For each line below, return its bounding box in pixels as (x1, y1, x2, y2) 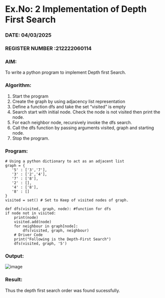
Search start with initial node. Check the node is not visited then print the (12, 109, 161, 115)
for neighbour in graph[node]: (14, 224, 78, 229)
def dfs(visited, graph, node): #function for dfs (5, 206, 111, 211)
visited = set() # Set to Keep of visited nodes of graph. (5, 198, 129, 202)
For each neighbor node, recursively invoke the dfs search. (12, 119, 132, 125)
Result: (5, 276, 23, 283)
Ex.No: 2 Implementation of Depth (5, 3, 147, 15)
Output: (5, 252, 24, 259)
